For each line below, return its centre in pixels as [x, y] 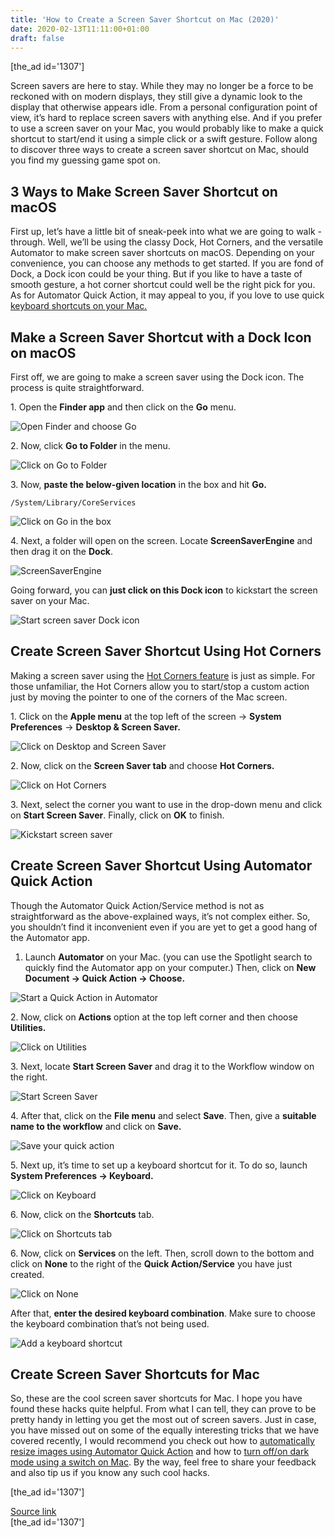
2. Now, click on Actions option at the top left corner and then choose [154, 1017]
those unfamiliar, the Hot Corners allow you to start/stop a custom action [160, 686]
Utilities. [28, 1027]
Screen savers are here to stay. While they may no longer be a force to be [162, 86]
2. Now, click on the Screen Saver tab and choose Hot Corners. [142, 765]
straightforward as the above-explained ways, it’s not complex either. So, [160, 916]
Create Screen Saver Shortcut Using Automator [161, 866]
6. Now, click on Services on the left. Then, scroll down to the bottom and [162, 1253]
